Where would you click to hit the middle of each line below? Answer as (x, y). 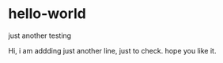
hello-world (47, 14)
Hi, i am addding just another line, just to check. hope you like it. (112, 50)
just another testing (40, 35)
